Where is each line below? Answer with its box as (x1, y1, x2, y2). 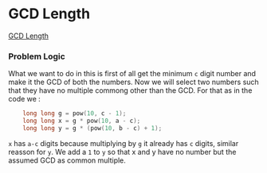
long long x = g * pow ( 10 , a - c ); (22, 117, 141, 125)
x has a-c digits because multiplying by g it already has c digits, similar (8, 138, 239, 148)
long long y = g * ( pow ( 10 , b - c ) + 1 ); (22, 124, 163, 132)
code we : (8, 94, 41, 104)
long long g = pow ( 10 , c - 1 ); (22, 110, 127, 117)
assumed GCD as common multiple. (8, 156, 126, 165)
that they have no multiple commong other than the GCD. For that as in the (8, 86, 253, 95)
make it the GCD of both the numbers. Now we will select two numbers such (8, 77, 259, 87)
